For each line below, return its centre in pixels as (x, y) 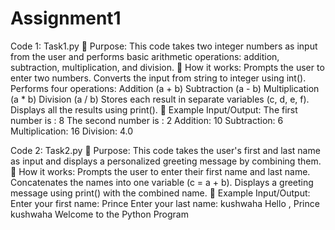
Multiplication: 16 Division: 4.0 (72, 131)
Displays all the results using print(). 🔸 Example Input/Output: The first (154, 109)
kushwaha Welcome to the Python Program (99, 214)
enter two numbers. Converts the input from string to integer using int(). (158, 78)
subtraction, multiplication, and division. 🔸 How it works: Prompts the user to (167, 67)
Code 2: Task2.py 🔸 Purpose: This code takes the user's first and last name (165, 150)
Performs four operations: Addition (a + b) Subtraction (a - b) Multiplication (165, 88)
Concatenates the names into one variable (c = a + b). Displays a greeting (162, 182)
